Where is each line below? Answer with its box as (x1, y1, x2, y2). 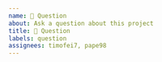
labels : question (8, 34, 67, 43)
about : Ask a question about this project (8, 19, 154, 27)
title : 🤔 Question (8, 27, 70, 35)
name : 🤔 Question (8, 11, 67, 20)
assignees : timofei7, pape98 (8, 42, 107, 50)
